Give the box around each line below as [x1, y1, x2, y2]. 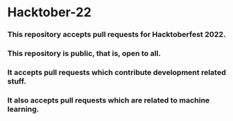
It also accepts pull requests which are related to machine [7, 95, 210, 105]
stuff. [7, 76, 27, 86]
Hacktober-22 [7, 4, 92, 21]
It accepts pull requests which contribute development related [7, 67, 227, 77]
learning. [7, 104, 40, 114]
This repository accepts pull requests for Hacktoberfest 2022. [7, 30, 227, 40]
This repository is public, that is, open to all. [7, 49, 161, 59]
